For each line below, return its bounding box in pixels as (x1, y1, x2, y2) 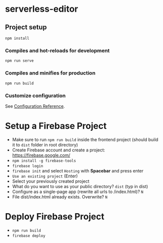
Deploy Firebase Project (5, 211, 104, 222)
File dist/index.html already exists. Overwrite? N (12, 194, 108, 199)
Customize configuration (5, 92, 66, 99)
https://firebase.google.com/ (12, 152, 70, 158)
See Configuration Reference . (5, 103, 65, 109)
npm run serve (5, 58, 34, 63)
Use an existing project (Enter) (12, 173, 78, 179)
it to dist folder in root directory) (12, 142, 78, 147)
